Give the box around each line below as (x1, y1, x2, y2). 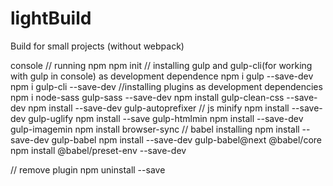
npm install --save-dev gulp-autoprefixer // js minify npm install (28, 102, 290, 114)
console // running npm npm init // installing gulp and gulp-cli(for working (10, 59, 313, 71)
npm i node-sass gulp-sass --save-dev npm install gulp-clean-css (10, 91, 285, 103)
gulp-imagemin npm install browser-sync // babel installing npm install (10, 123, 300, 135)
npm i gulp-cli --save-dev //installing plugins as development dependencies (10, 80, 323, 92)
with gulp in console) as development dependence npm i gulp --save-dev (10, 70, 314, 82)
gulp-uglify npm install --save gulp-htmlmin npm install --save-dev (28, 112, 304, 124)
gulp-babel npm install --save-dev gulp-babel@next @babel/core (51, 133, 323, 146)
